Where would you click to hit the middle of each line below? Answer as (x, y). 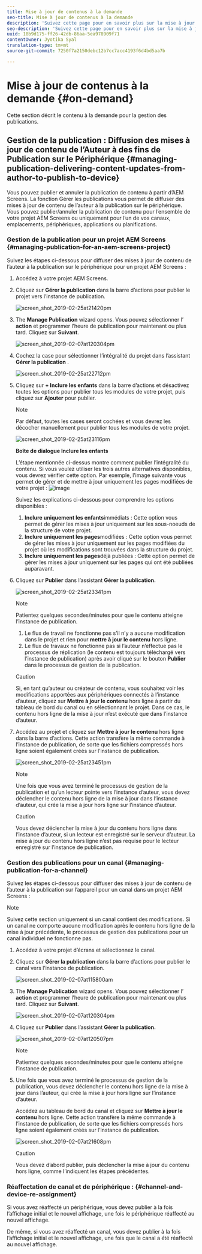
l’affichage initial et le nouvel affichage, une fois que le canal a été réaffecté (100, 1238)
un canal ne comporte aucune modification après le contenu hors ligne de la (101, 926)
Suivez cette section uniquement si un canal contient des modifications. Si (99, 919)
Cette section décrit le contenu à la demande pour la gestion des (87, 115)
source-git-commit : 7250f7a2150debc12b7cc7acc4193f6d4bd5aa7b (86, 51)
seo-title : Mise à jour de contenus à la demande (70, 17)
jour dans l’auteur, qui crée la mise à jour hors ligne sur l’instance (96, 1093)
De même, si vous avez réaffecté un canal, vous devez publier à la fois (94, 1232)
